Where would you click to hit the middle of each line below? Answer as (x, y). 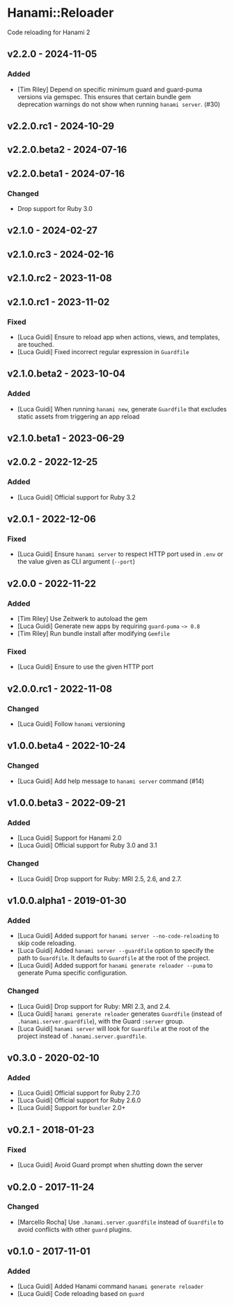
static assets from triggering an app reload (78, 416)
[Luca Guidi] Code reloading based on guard (81, 1294)
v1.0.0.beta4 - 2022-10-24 (67, 746)
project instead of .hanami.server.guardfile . (82, 1036)
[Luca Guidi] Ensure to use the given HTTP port (85, 667)
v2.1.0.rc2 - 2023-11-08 (60, 278)
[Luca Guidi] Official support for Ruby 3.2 (76, 497)
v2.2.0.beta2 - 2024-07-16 (67, 150)
